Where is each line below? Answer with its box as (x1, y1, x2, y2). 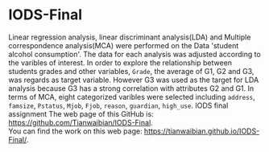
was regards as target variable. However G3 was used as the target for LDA (8, 75, 259, 84)
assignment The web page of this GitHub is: (8, 109, 155, 118)
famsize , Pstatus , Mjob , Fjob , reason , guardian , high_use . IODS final (8, 101, 229, 110)
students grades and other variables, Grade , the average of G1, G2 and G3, (8, 66, 255, 76)
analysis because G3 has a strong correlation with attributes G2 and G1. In (8, 83, 255, 93)
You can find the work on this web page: (8, 126, 143, 136)
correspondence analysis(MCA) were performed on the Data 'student (8, 40, 239, 50)
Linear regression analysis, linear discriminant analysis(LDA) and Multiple (8, 32, 251, 42)
